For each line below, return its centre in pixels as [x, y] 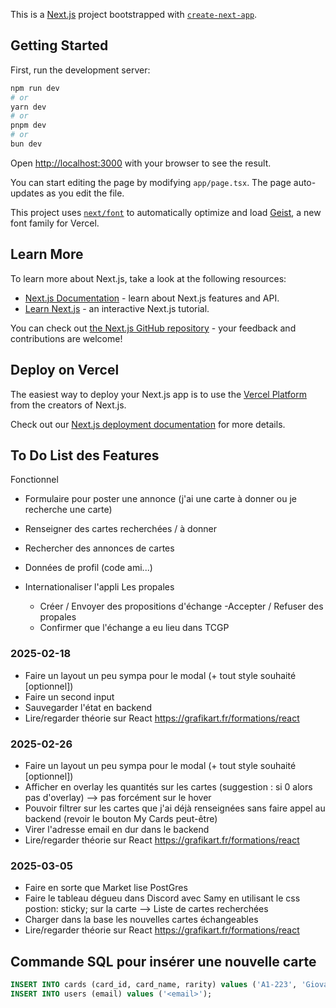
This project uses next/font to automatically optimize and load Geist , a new [166, 212]
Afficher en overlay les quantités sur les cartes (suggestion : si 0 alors [168, 786]
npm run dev [35, 88]
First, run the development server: [80, 70]
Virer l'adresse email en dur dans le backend [117, 829]
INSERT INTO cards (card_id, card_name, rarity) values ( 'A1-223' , [154, 985]
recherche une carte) [68, 510]
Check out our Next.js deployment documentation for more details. [148, 424]
